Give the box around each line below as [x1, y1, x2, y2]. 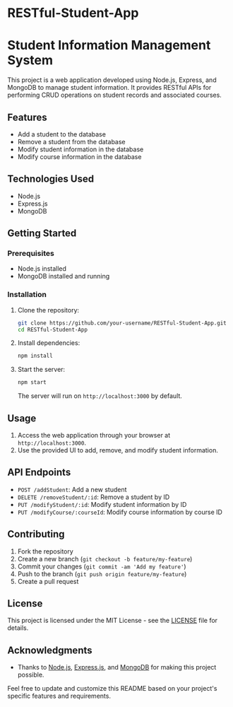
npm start [17, 379, 47, 386]
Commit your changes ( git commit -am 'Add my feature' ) [17, 562, 186, 571]
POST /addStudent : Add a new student [17, 485, 127, 493]
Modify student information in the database [17, 145, 144, 153]
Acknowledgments [7, 644, 93, 656]
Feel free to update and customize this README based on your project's [7, 684, 217, 693]
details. [7, 624, 29, 632]
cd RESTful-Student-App [17, 326, 88, 333]
